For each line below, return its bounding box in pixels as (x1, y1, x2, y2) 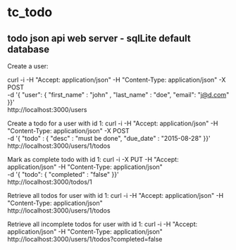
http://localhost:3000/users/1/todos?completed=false (7, 235, 163, 243)
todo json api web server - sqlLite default (7, 32, 192, 44)
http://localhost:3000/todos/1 (7, 177, 93, 186)
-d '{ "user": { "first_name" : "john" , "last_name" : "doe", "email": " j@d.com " (7, 91, 230, 99)
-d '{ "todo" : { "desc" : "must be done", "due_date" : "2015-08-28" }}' (7, 135, 211, 142)
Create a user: (7, 62, 49, 70)
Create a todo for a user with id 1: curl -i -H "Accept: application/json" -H (7, 119, 218, 127)
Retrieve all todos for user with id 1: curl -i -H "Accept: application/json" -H (7, 192, 224, 199)
